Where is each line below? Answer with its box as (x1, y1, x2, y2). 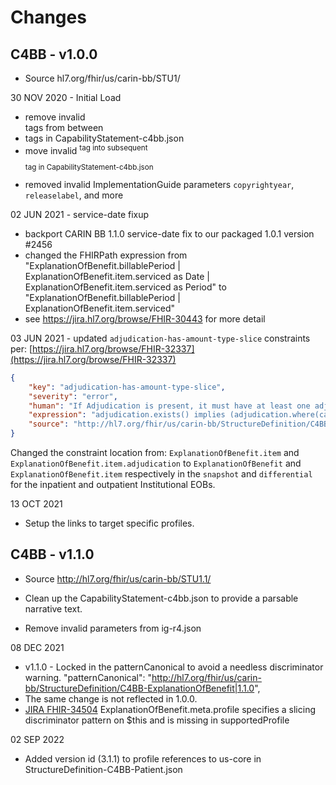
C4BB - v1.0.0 (10, 46, 98, 63)
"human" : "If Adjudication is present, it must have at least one (28, 401, 311, 411)
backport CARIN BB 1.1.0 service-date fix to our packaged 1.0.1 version (24, 227, 315, 240)
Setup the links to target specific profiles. (24, 517, 195, 530)
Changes (10, 6, 87, 29)
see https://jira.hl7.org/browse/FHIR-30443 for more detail (24, 312, 266, 325)
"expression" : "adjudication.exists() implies (28, 410, 226, 420)
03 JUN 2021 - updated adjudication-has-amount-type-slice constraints (10, 332, 311, 344)
